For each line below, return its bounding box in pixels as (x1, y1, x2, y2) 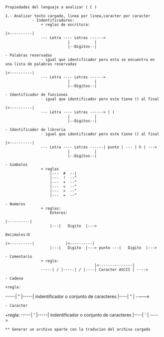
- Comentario (5, 254, 32, 259)
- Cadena (5, 276, 23, 281)
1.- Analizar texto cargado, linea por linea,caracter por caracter (5, 13, 151, 18)
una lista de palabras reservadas (5, 61, 77, 66)
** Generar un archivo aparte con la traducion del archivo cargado (5, 327, 151, 332)
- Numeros (5, 201, 26, 206)
